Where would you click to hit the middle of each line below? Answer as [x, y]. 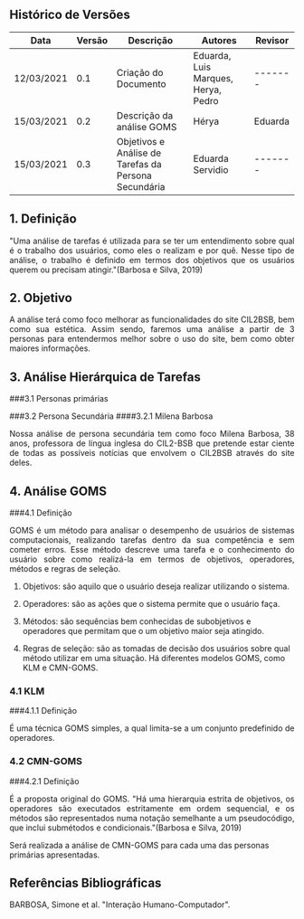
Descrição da [145, 115]
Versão [92, 40]
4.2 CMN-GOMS [46, 762]
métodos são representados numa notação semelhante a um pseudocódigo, [152, 818]
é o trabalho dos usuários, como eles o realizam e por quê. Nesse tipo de [152, 250]
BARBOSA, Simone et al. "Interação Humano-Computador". [120, 905]
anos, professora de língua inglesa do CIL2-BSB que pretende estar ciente [152, 443]
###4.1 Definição [41, 513]
